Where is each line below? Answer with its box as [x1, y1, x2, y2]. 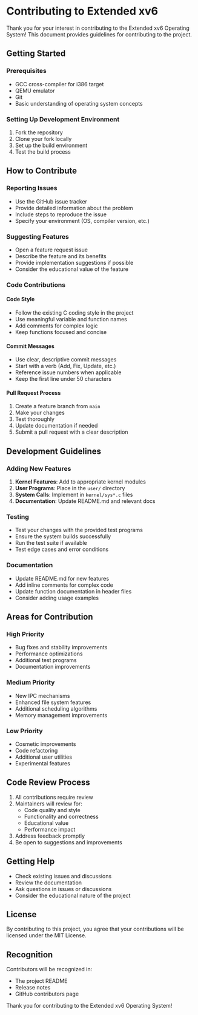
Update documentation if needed [15, 422, 98, 429]
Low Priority [6, 726, 44, 735]
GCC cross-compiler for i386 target [15, 80, 104, 87]
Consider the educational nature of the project [15, 892, 131, 899]
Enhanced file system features [15, 699, 91, 706]
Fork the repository [15, 129, 64, 136]
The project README [15, 977, 68, 985]
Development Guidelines [6, 446, 102, 456]
